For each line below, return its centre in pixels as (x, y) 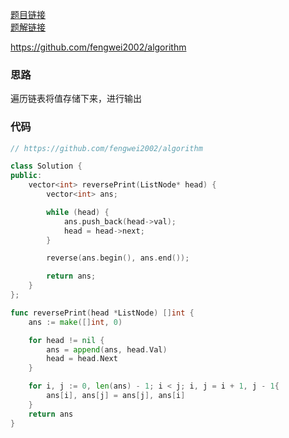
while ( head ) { (78, 212)
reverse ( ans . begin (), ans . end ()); (118, 258)
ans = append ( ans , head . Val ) (107, 349)
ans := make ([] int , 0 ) (75, 322)
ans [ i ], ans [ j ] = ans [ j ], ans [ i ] (116, 396)
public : (26, 176)
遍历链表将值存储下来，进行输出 (76, 99)
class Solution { (46, 166)
